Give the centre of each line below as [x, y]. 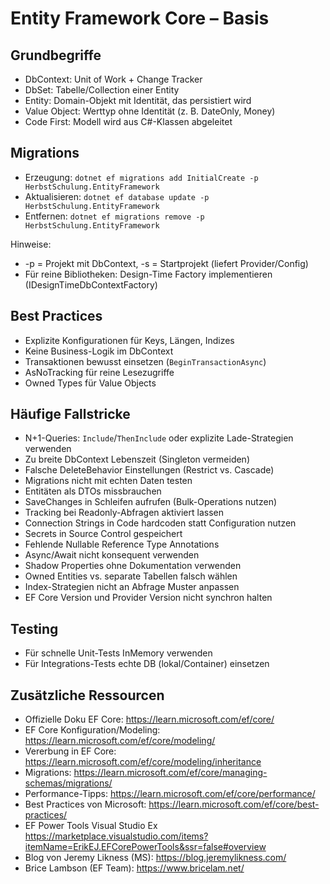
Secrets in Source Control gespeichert [103, 534]
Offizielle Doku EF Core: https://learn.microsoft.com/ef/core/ [149, 719]
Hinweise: [31, 244]
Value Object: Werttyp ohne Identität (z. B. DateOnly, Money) [150, 111]
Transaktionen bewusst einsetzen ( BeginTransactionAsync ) [145, 361]
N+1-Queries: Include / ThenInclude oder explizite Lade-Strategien [159, 438]
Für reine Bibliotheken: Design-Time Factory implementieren [148, 274]
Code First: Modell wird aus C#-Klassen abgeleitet [128, 121]
